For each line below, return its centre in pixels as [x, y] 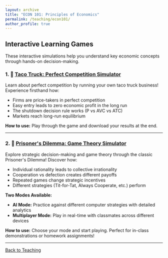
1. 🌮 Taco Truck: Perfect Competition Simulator [63, 74]
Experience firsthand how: [32, 90]
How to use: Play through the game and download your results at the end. [81, 126]
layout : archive [22, 10]
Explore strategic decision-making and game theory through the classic [79, 154]
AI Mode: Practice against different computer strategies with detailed [84, 204]
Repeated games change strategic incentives [59, 180]
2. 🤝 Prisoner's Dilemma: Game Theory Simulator [66, 143]
